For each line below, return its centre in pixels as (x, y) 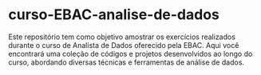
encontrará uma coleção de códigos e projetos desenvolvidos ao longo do (130, 53)
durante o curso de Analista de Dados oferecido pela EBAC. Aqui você (124, 45)
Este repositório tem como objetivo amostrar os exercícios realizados (122, 37)
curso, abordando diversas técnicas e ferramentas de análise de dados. (127, 62)
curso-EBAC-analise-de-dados (114, 15)
